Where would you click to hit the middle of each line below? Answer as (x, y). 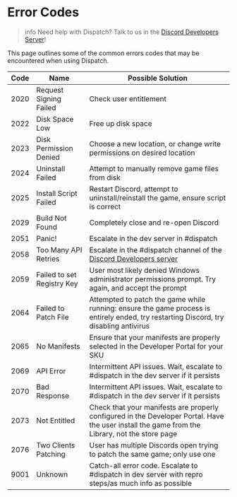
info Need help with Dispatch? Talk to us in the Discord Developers (121, 32)
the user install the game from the (145, 425)
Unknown (52, 474)
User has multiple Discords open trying (154, 445)
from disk (105, 177)
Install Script (57, 193)
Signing (49, 98)
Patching (51, 454)
